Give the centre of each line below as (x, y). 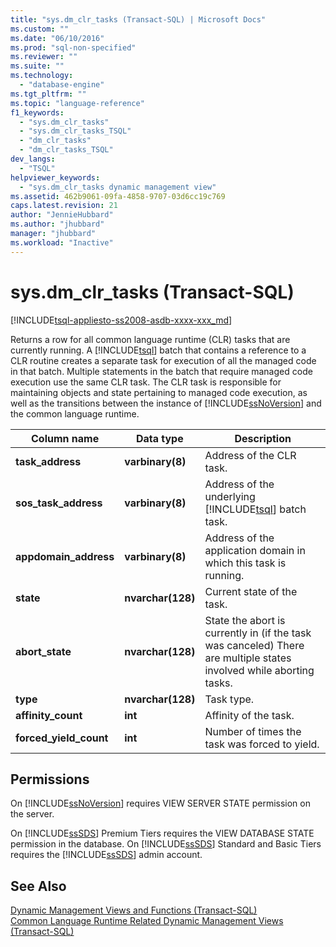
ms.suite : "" (37, 66)
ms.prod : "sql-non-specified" (73, 47)
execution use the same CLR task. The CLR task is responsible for (146, 382)
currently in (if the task (258, 633)
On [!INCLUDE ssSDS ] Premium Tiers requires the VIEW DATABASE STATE (162, 833)
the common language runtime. (75, 413)
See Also (38, 886)
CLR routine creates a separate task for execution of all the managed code (163, 360)
